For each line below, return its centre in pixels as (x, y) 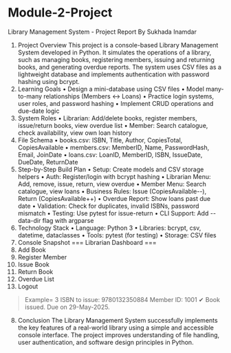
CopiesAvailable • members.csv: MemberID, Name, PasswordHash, (113, 147)
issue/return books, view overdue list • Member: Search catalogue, (113, 125)
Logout (28, 286)
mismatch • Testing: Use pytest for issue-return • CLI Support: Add (113, 213)
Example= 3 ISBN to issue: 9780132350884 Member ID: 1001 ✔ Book (122, 299)
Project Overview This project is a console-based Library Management (118, 45)
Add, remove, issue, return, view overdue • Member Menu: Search (112, 184)
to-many (30, 96)
